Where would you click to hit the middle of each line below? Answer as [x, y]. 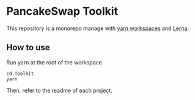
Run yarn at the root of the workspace [54, 62]
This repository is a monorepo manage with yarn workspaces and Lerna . [98, 28]
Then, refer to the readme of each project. [59, 90]
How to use [28, 48]
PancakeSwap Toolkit [62, 11]
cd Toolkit [20, 74]
